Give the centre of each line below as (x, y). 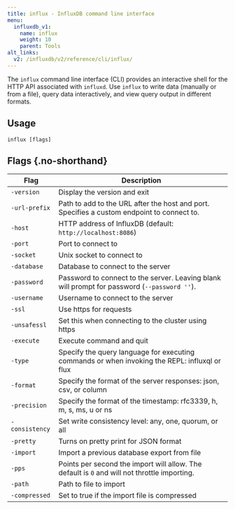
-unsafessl (29, 325)
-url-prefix (31, 208)
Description (141, 180)
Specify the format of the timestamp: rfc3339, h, (138, 401)
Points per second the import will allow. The (130, 464)
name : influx (39, 33)
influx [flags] (29, 139)
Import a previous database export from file (130, 453)
